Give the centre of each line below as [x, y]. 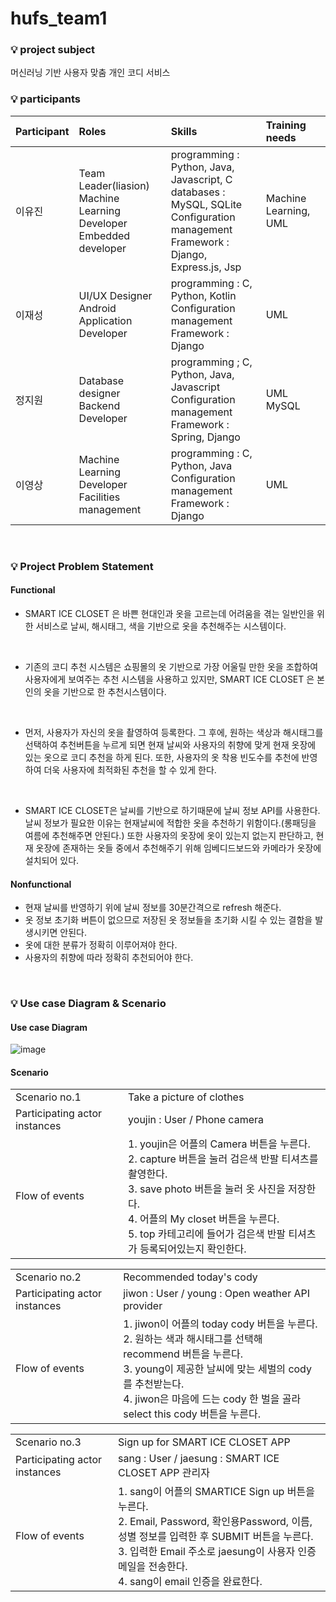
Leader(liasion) [114, 185]
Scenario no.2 [48, 1277]
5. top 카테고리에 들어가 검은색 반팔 [207, 1234]
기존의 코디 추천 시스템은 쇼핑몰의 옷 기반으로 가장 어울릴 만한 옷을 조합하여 [171, 666]
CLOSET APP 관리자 [164, 1473]
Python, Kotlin [203, 295]
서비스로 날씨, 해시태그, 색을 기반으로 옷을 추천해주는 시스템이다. [161, 626]
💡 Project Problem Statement [82, 566]
